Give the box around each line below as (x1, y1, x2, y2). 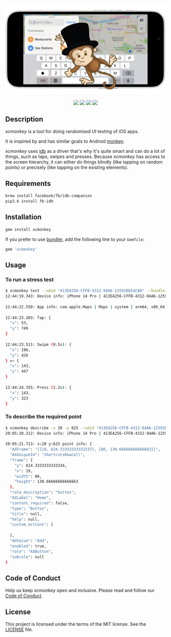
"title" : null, (10, 511, 42, 516)
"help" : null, (10, 517, 40, 522)
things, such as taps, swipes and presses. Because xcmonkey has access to (5, 153, 165, 160)
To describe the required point (5, 413, 82, 420)
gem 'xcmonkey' (5, 247, 38, 252)
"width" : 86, (14, 473, 42, 479)
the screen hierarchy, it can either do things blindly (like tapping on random (5, 159, 163, 165)
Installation (5, 213, 42, 222)
